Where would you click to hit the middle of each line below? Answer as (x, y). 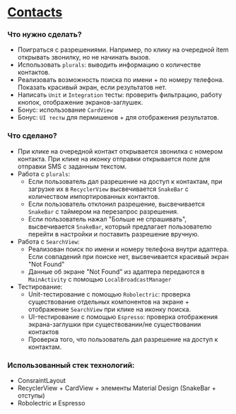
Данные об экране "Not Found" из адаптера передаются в (116, 271)
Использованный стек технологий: (71, 365)
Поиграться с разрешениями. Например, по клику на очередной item (123, 50)
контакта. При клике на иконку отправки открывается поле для (114, 159)
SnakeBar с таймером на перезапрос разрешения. (103, 211)
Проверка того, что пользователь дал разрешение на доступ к (123, 339)
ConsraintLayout (41, 381)
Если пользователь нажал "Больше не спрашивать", (107, 219)
